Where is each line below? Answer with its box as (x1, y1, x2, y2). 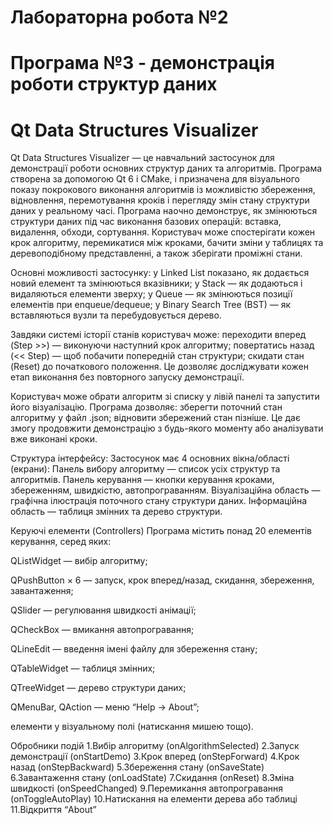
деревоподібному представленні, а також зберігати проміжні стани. (10, 247, 303, 260)
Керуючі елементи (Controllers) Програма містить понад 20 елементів (10, 525, 313, 537)
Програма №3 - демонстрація (10, 52, 275, 75)
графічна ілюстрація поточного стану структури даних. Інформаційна (10, 495, 308, 507)
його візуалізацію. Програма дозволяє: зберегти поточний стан (10, 401, 283, 413)
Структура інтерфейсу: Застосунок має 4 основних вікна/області (10, 452, 290, 465)
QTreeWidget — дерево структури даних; (10, 682, 187, 694)
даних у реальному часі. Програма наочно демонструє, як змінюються (10, 205, 318, 217)
